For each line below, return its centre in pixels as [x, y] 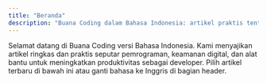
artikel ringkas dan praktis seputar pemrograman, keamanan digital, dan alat [133, 54]
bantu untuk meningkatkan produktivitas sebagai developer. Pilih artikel [125, 62]
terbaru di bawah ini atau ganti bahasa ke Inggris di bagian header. [118, 70]
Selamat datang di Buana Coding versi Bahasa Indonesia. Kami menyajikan [130, 45]
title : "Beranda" [37, 15]
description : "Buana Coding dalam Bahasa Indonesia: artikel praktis [126, 23]
